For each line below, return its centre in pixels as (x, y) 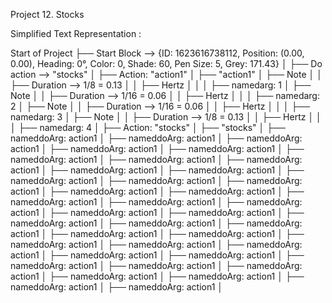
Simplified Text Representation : (76, 33)
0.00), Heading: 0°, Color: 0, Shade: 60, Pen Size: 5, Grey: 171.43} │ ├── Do (166, 63)
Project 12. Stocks (47, 14)
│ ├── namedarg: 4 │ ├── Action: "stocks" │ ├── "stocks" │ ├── (148, 127)
